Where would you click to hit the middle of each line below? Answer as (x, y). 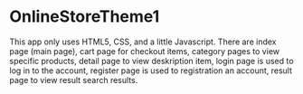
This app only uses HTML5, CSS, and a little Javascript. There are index (143, 42)
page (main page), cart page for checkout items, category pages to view (145, 51)
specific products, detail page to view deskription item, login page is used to (151, 61)
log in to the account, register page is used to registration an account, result (151, 70)
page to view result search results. (74, 80)
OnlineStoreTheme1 (85, 17)
